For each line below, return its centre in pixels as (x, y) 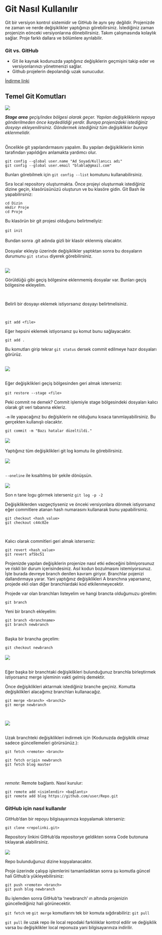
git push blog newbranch (30, 889)
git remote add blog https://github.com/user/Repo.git (62, 796)
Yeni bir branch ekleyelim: (31, 611)
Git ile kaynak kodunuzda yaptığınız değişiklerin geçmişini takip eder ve (83, 61)
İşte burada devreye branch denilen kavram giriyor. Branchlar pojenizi (74, 574)
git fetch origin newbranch (33, 760)
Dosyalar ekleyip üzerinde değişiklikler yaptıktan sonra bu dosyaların (73, 251)
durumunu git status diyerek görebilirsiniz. (49, 256)
